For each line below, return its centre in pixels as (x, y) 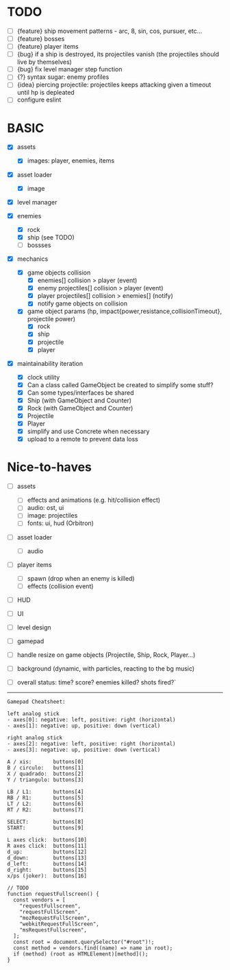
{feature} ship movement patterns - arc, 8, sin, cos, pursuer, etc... (110, 31)
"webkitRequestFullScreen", (59, 924)
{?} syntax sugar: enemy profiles (63, 77)
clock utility (43, 377)
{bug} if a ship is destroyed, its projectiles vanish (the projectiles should (118, 54)
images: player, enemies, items (71, 161)
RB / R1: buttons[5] (46, 798)
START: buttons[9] (46, 828)
